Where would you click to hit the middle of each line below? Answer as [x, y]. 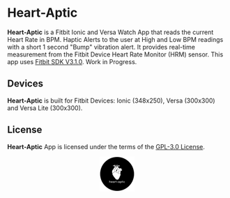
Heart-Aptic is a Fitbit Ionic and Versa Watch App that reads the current [110, 32]
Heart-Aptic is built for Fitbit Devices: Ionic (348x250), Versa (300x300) [111, 100]
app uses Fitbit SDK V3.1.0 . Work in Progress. [72, 61]
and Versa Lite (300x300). [45, 108]
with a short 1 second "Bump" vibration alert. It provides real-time [101, 47]
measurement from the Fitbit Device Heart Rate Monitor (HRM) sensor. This [115, 54]
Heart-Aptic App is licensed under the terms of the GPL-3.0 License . [106, 146]
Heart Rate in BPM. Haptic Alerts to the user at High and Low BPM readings [115, 39]
